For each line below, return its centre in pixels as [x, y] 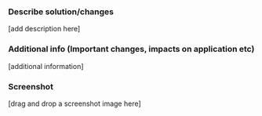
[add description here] [44, 29]
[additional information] [46, 66]
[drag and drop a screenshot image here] [75, 103]
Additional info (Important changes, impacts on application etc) [131, 49]
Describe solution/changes [61, 12]
